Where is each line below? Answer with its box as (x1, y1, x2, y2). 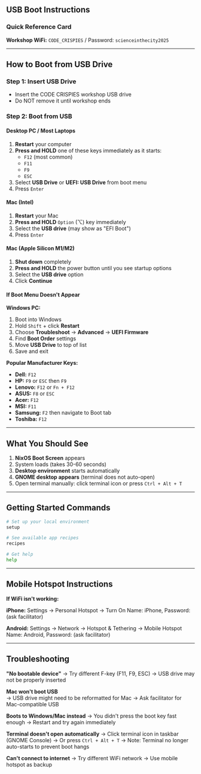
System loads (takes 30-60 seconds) (14, 461, 106, 468)
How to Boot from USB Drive (6, 59, 113, 69)
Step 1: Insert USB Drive (6, 77, 77, 86)
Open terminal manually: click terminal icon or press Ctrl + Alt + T (14, 479, 182, 487)
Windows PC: (6, 304, 41, 312)
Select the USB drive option (14, 271, 84, 278)
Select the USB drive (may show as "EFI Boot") (14, 225, 132, 232)
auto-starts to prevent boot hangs (6, 743, 90, 750)
